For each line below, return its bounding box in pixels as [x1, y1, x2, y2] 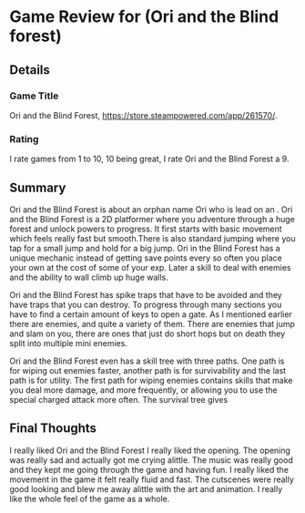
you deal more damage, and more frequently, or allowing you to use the [9, 385, 278, 395]
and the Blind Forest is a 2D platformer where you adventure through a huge [9, 213, 296, 224]
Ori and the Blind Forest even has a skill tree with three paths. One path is [9, 355, 285, 366]
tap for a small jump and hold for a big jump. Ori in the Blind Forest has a [9, 242, 280, 253]
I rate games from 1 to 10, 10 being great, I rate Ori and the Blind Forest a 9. [9, 153, 290, 165]
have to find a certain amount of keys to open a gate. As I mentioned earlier [9, 308, 293, 320]
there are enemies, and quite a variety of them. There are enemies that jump [9, 318, 296, 329]
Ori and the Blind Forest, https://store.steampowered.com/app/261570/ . [9, 109, 278, 120]
